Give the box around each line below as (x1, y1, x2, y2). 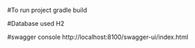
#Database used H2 (7, 19, 65, 27)
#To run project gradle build (7, 6, 87, 14)
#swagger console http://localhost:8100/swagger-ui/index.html (7, 33, 189, 41)
